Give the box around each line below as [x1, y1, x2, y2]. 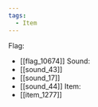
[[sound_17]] [19, 73, 61, 82]
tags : [8, 11, 26, 20]
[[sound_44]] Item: [19, 81, 81, 91]
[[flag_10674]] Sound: [19, 56, 90, 66]
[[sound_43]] [19, 64, 63, 74]
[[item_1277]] [19, 90, 62, 99]
